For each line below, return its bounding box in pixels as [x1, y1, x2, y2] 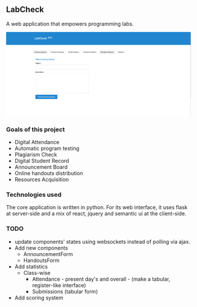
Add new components [14, 244, 69, 251]
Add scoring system [14, 294, 63, 301]
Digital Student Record [14, 157, 69, 164]
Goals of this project [6, 125, 65, 134]
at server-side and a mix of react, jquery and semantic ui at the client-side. [6, 210, 186, 217]
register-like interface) [32, 281, 86, 289]
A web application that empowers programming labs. [6, 20, 134, 27]
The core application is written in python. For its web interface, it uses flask [6, 204, 188, 211]
